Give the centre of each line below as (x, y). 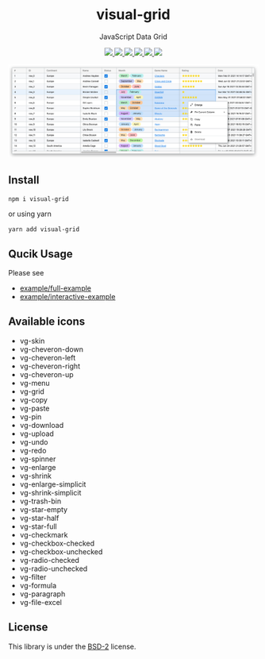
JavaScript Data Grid (133, 37)
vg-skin (32, 341)
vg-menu (35, 383)
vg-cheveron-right (50, 366)
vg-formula (38, 585)
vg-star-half (39, 518)
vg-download (42, 425)
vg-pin (31, 416)
